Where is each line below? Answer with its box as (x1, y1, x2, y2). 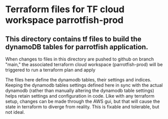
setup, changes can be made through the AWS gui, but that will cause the (5, 98, 160, 104)
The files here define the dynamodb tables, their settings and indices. (5, 77, 152, 82)
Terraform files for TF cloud (5, 4, 125, 15)
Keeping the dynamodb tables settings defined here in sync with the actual (5, 82, 163, 88)
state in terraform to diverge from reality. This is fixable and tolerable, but (5, 104, 159, 110)
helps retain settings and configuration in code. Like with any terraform (5, 93, 155, 99)
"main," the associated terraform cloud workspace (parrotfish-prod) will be (5, 62, 163, 67)
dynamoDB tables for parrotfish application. (5, 42, 149, 51)
